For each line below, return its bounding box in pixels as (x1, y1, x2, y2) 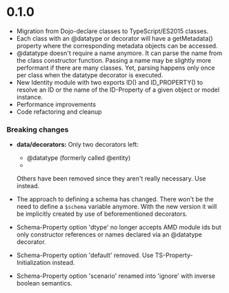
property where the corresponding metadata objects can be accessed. (16, 41, 218, 50)
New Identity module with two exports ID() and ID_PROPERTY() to (16, 78, 203, 86)
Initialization (16, 259, 51, 267)
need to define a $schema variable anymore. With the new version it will (16, 203, 217, 211)
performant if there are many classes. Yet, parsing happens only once (16, 63, 215, 72)
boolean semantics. (16, 279, 73, 287)
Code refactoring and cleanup (16, 108, 102, 116)
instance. (16, 92, 43, 101)
